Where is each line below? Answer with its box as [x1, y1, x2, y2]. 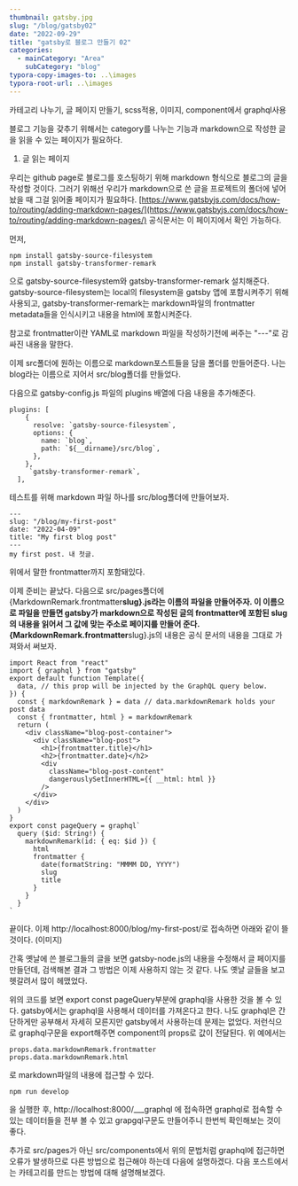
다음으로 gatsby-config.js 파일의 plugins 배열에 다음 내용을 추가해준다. [9, 387, 256, 398]
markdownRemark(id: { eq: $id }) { [25, 837, 157, 846]
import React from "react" [9, 658, 109, 667]
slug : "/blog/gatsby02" [9, 21, 98, 30]
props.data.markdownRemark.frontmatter [9, 1045, 157, 1054]
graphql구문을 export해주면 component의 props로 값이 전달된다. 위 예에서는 [18, 1027, 286, 1038]
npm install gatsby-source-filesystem [9, 251, 153, 260]
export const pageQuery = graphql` [9, 821, 141, 830]
